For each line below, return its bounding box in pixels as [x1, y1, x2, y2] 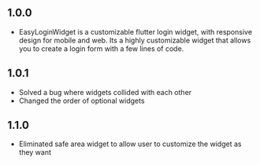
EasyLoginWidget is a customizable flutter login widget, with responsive [18, 27, 253, 36]
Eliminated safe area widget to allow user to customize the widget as [18, 139, 242, 148]
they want [18, 148, 52, 157]
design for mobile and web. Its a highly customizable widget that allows [18, 35, 251, 45]
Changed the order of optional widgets [18, 96, 145, 105]
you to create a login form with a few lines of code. [18, 43, 184, 53]
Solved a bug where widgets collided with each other [18, 87, 192, 97]
